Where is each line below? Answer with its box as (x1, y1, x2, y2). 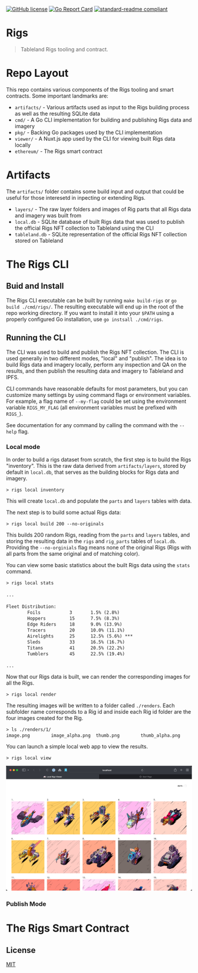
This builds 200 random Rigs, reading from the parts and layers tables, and (6, 531, 190, 538)
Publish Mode (6, 900, 47, 908)
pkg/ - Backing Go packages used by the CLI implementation (14, 129, 163, 136)
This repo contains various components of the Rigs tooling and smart (6, 86, 174, 93)
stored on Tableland (14, 237, 64, 244)
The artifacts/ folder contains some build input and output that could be (6, 188, 184, 195)
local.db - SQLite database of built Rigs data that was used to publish (14, 218, 184, 225)
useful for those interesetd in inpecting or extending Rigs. (6, 194, 146, 201)
